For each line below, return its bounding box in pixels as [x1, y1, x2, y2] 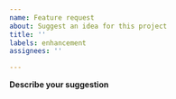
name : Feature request [9, 13, 95, 22]
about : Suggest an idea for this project [9, 22, 168, 31]
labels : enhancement [9, 38, 88, 48]
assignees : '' [9, 47, 63, 56]
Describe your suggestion [9, 79, 109, 90]
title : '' [9, 30, 47, 39]
